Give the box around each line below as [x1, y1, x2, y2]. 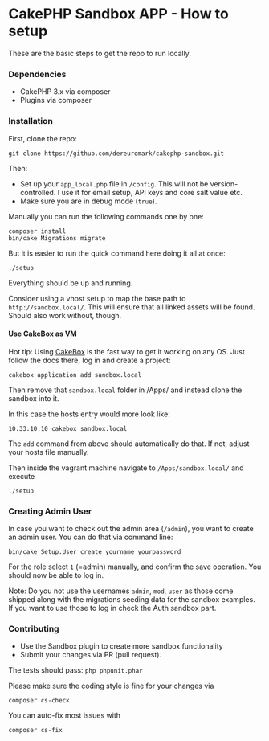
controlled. [19, 187, 56, 197]
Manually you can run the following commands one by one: [8, 211, 205, 221]
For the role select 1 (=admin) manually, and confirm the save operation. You [8, 562, 262, 571]
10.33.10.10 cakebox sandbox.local [8, 424, 128, 432]
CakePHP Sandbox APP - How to [8, 5, 229, 23]
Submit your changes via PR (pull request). [19, 650, 162, 660]
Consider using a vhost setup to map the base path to [8, 293, 186, 303]
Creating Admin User [8, 506, 92, 517]
